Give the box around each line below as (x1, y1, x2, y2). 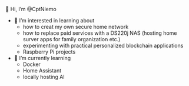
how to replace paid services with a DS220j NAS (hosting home (22, 29, 177, 37)
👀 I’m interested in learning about (14, 17, 95, 24)
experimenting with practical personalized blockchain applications (22, 42, 184, 49)
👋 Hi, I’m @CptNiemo (5, 6, 57, 12)
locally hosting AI (22, 74, 65, 80)
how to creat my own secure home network (22, 24, 129, 30)
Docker (22, 61, 41, 68)
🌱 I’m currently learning (14, 55, 71, 61)
